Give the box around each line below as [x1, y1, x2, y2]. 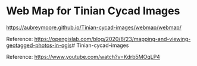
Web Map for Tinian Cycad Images [6, 4, 180, 18]
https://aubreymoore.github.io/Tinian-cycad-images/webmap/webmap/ [6, 24, 182, 31]
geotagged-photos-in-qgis [6, 42, 72, 49]
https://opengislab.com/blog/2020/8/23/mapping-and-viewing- [34, 35, 191, 42]
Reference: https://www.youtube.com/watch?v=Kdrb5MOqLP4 [6, 53, 161, 60]
